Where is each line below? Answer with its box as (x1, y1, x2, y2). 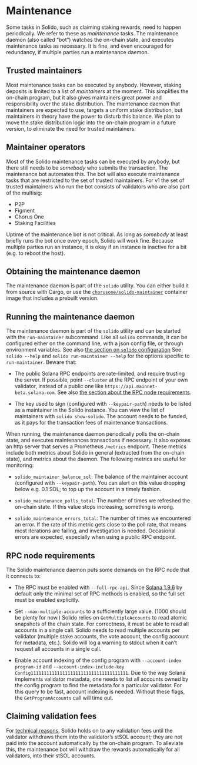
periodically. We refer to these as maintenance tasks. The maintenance (6, 29, 179, 37)
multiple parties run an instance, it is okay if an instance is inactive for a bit (6, 243, 187, 250)
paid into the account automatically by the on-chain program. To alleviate (6, 739, 183, 746)
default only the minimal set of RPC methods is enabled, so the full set (14, 590, 185, 597)
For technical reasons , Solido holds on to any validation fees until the (6, 727, 173, 734)
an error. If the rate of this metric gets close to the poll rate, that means (14, 521, 186, 528)
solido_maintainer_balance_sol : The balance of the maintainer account (14, 473, 188, 481)
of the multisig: (6, 189, 42, 196)
